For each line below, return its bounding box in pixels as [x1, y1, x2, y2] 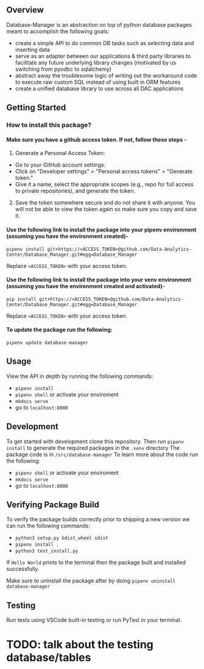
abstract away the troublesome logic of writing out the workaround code [15, 71, 197, 79]
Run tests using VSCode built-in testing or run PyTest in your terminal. [6, 617, 182, 624]
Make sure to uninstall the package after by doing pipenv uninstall [6, 577, 176, 585]
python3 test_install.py [15, 548, 79, 554]
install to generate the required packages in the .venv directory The [6, 444, 180, 451]
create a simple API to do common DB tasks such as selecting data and [15, 39, 194, 46]
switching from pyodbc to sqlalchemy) [15, 65, 111, 73]
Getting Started [6, 103, 66, 113]
